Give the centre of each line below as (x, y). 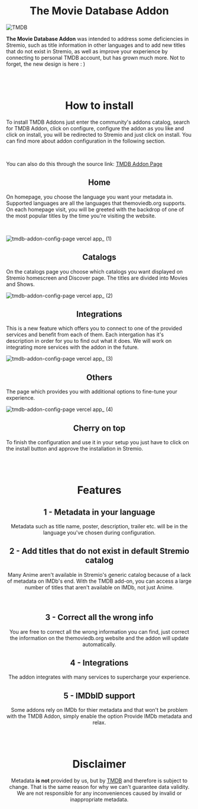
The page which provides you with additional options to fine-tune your (92, 391)
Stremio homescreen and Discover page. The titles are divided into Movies (97, 278)
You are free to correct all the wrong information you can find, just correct (99, 631)
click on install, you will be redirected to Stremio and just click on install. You (99, 134)
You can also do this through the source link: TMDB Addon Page (84, 163)
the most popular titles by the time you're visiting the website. (81, 216)
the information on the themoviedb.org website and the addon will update (99, 638)
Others (99, 377)
